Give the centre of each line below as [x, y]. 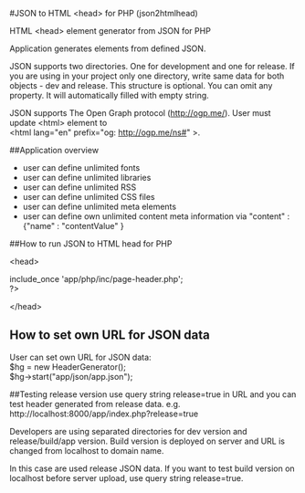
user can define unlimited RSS [79, 187]
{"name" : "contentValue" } [74, 226]
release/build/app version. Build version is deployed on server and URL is [147, 441]
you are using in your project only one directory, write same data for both [147, 76]
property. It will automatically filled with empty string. [110, 95]
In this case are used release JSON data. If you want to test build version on [152, 468]
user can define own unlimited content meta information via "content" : [156, 216]
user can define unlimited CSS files [89, 197]
